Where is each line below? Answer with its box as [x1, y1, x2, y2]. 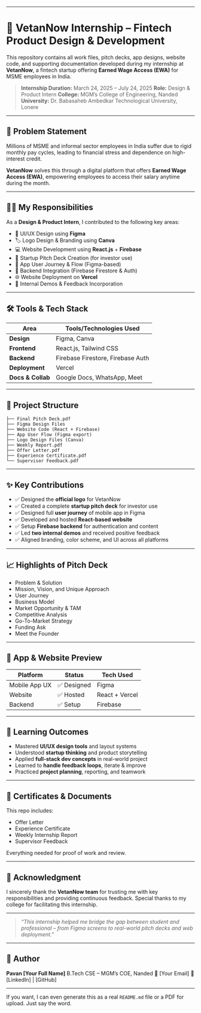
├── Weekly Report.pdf [6, 442, 63, 448]
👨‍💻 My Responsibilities [6, 202, 94, 213]
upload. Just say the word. [6, 999, 72, 1006]
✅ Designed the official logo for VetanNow [14, 496, 121, 503]
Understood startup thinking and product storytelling [14, 749, 148, 756]
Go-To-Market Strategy [14, 617, 73, 624]
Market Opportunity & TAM [14, 604, 81, 611]
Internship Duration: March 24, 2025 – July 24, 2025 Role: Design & [20, 84, 190, 92]
